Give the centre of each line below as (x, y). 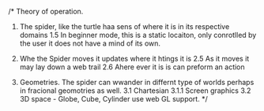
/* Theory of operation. (46, 11)
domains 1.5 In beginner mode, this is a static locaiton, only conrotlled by (138, 35)
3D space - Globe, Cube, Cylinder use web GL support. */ (113, 99)
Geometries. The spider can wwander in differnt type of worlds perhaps (137, 82)
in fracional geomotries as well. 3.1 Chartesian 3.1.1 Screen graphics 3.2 (135, 91)
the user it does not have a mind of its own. (90, 43)
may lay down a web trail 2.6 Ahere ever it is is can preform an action (132, 67)
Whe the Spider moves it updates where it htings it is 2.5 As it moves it (134, 59)
